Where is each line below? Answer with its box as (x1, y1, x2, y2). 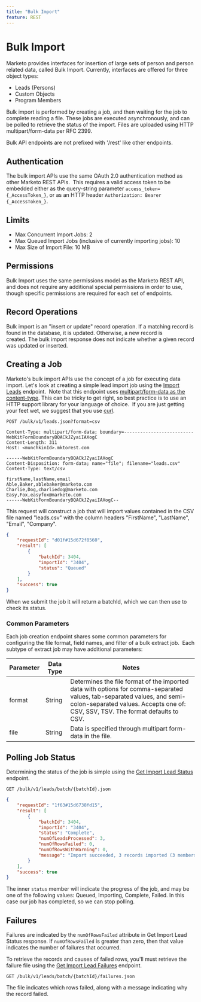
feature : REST (6, 14, 42, 20)
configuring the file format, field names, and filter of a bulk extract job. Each (6, 639, 195, 647)
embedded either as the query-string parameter (6, 185, 124, 192)
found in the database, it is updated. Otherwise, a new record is (6, 329, 163, 336)
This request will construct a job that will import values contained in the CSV (6, 507, 194, 514)
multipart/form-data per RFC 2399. (6, 127, 93, 135)
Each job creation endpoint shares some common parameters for (6, 633, 167, 640)
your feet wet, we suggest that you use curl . (6, 407, 115, 414)
